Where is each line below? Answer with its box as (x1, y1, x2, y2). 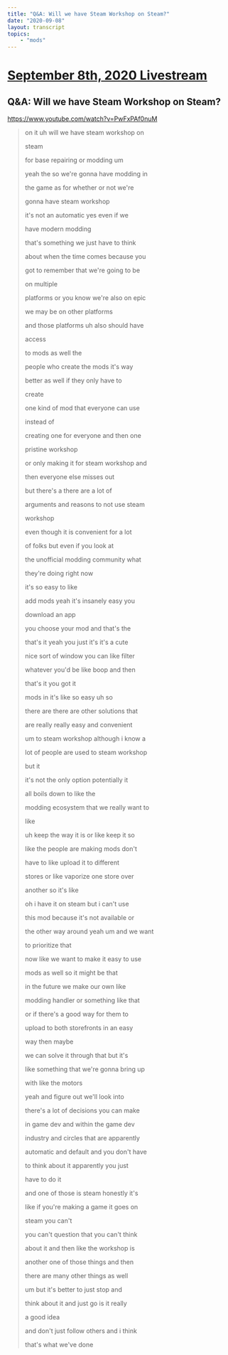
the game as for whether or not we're (24, 183, 134, 192)
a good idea (24, 1313, 60, 1322)
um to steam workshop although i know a (24, 734, 146, 743)
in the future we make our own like (24, 982, 126, 991)
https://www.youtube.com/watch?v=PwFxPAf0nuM (7, 114, 158, 123)
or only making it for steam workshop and (24, 459, 147, 468)
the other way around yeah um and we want (24, 927, 154, 936)
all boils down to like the (24, 790, 96, 798)
